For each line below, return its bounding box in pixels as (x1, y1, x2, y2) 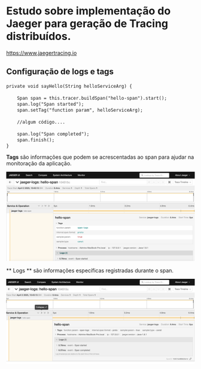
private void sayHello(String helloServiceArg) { (6, 83, 133, 89)
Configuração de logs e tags (6, 67, 114, 77)
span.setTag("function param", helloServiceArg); (17, 107, 144, 113)
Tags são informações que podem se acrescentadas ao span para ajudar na (6, 153, 194, 161)
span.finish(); (17, 137, 55, 143)
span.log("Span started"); (17, 101, 84, 107)
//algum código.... (17, 119, 66, 125)
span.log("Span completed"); (17, 131, 90, 137)
